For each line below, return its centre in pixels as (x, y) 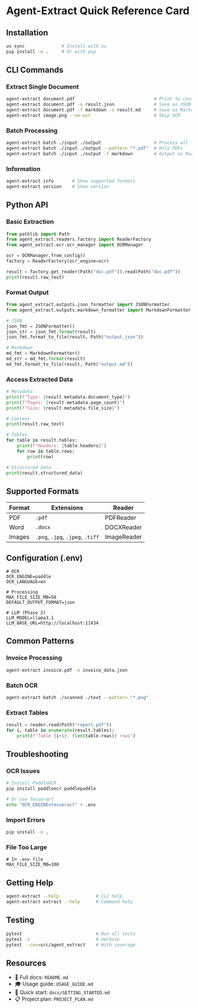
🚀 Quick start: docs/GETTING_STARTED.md (62, 993)
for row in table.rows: (46, 451)
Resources (26, 963)
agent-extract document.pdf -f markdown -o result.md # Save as (92, 110)
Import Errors (26, 820)
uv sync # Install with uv (57, 46)
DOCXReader (124, 527)
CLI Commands (35, 70)
